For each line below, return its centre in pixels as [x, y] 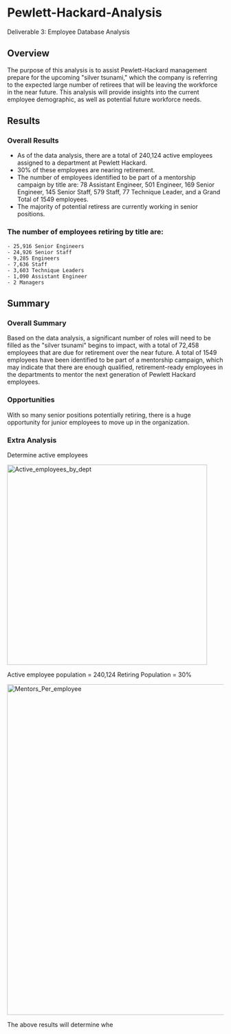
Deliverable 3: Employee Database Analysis [69, 32]
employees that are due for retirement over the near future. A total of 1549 [112, 353]
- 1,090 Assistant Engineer [47, 276]
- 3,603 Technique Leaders [46, 270]
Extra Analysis [32, 440]
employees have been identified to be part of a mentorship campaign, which [115, 360]
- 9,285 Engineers [33, 258]
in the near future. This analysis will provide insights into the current [103, 92]
